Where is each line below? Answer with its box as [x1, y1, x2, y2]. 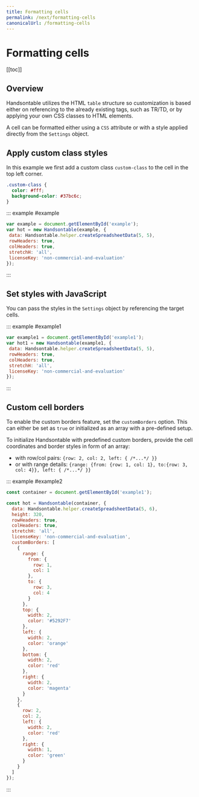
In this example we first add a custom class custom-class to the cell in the [6, 163, 189, 171]
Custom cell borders [6, 402, 84, 412]
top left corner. [6, 170, 43, 177]
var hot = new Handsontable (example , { [6, 227, 107, 233]
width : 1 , [28, 747, 52, 753]
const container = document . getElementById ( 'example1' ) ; [6, 490, 153, 496]
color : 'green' [28, 752, 66, 758]
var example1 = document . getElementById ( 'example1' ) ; [6, 335, 145, 341]
